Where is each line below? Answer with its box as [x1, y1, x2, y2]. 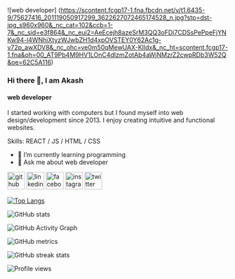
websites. [7, 123, 35, 132]
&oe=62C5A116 [7, 58, 51, 66]
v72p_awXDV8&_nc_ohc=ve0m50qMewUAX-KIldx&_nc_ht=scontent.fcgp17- [7, 43, 228, 51]
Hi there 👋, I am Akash [7, 75, 84, 85]
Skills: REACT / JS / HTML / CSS [7, 137, 100, 146]
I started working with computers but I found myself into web [7, 109, 184, 117]
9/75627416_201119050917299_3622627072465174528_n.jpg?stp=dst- [7, 13, 213, 22]
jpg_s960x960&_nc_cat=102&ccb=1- [7, 21, 114, 29]
